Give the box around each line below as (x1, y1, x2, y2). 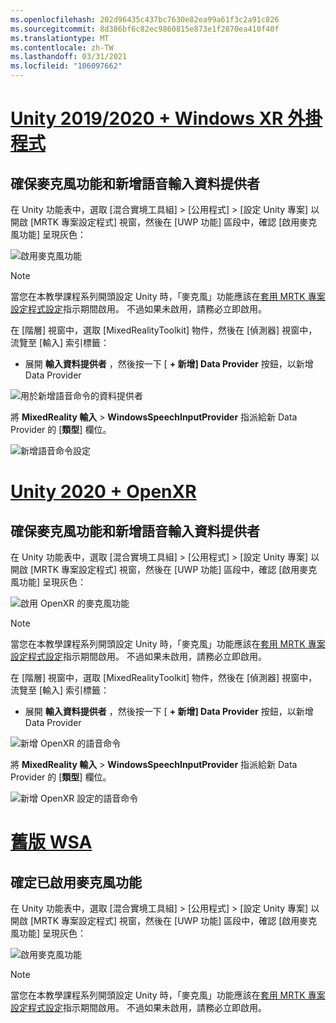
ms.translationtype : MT (10, 33, 110, 43)
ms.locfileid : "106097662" (10, 61, 123, 71)
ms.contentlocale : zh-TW (10, 42, 114, 53)
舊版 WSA (10, 831, 93, 854)
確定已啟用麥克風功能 (10, 874, 142, 891)
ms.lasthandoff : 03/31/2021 (10, 52, 128, 62)
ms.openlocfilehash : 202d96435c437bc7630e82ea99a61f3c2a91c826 (10, 14, 280, 25)
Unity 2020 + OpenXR (10, 481, 197, 503)
